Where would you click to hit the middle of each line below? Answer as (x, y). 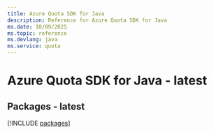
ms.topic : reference (37, 33)
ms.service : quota (34, 46)
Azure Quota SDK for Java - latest (107, 81)
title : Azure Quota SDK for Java (56, 14)
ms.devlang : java (33, 40)
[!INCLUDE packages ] (39, 123)
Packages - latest (46, 106)
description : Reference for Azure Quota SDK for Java (87, 20)
